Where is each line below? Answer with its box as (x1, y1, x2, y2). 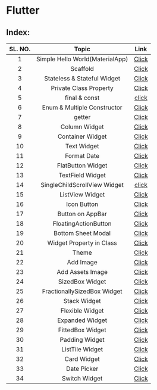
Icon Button (66, 200, 99, 208)
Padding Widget (59, 336, 105, 344)
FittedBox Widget (58, 326, 106, 334)
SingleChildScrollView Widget (40, 181, 124, 189)
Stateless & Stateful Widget (44, 74, 121, 82)
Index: (6, 27, 30, 38)
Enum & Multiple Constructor (42, 104, 123, 111)
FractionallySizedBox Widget (42, 287, 123, 295)
